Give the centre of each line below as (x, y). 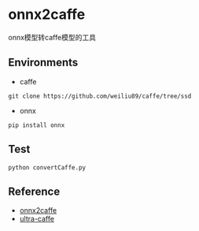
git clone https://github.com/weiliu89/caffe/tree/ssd (100, 96)
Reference (34, 191)
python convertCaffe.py (47, 167)
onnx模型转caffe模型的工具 (52, 37)
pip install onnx (37, 125)
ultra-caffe (37, 219)
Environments (43, 63)
